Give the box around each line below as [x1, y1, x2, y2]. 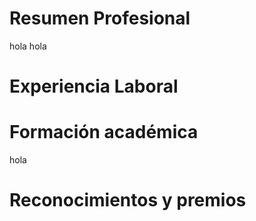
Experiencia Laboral [9, 75, 179, 98]
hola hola [9, 40, 47, 52]
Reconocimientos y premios [9, 189, 247, 212]
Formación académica [9, 121, 199, 144]
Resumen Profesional [9, 7, 191, 30]
